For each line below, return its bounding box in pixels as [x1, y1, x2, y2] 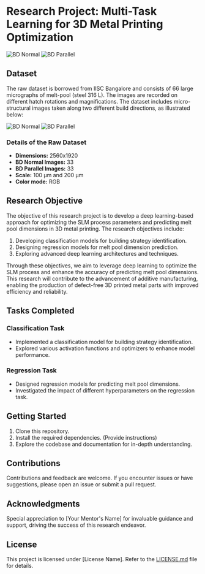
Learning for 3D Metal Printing [6, 17, 163, 31]
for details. [6, 562, 34, 570]
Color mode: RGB [15, 178, 60, 185]
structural [6, 104, 31, 112]
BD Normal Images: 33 [15, 158, 74, 166]
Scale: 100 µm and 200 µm [15, 172, 84, 179]
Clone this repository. [15, 427, 70, 435]
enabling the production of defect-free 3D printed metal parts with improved [6, 281, 199, 289]
